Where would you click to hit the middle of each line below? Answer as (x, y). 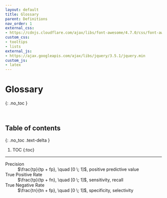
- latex (13, 65)
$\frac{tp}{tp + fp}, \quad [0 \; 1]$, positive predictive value (78, 169)
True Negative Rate (25, 185)
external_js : (19, 51)
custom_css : (17, 38)
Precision (15, 164)
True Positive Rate (24, 174)
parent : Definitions (27, 19)
